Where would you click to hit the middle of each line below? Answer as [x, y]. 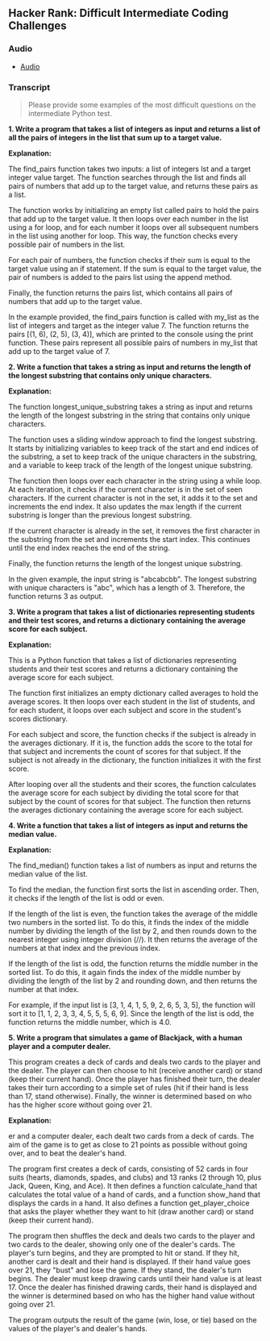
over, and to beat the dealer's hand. [67, 1153]
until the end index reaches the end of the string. [89, 548]
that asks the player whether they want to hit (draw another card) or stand [131, 1211]
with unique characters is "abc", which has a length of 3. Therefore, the [127, 587]
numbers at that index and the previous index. [85, 947]
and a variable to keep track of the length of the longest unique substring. [131, 465]
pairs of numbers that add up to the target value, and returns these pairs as [133, 185]
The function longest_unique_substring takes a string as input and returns [131, 406]
